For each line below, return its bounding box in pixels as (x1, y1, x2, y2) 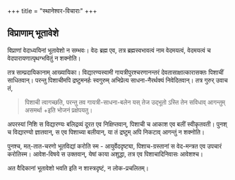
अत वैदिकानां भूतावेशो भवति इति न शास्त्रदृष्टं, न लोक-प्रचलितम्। (7, 164, 150, 172)
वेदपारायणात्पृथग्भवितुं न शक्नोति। (7, 53, 81, 63)
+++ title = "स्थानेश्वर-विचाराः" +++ (7, 7, 97, 15)
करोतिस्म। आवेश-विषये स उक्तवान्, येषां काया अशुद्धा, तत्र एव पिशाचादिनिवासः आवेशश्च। (7, 150, 203, 158)
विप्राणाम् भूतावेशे (7, 27, 59, 39)
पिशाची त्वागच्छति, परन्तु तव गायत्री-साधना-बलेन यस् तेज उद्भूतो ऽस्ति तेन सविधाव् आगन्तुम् (24, 98, 226, 106)
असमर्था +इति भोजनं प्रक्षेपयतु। (24, 105, 93, 114)
